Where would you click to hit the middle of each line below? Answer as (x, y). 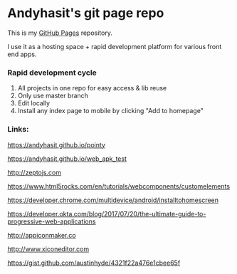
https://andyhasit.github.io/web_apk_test (67, 159)
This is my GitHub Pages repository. (60, 33)
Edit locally (34, 103)
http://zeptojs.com (35, 172)
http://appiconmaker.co (42, 235)
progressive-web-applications (52, 221)
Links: (18, 130)
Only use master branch (53, 96)
